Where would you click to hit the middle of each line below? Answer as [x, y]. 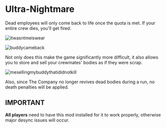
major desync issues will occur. [37, 120]
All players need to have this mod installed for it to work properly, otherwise [83, 115]
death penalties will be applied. [37, 87]
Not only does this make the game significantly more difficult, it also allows [82, 57]
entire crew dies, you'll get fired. [38, 28]
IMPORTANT [25, 103]
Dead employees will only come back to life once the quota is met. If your [80, 23]
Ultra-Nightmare [40, 9]
